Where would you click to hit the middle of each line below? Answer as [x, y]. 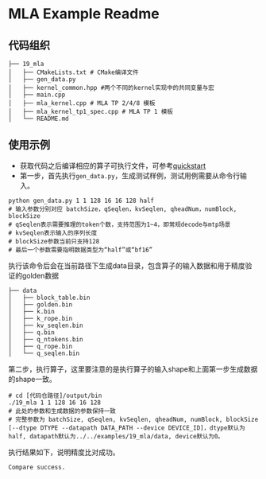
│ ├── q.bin [32, 332]
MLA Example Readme [84, 14]
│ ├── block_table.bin [49, 298]
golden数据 [40, 275]
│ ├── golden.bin [40, 304]
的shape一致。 [33, 379]
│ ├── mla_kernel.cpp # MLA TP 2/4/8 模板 [82, 103]
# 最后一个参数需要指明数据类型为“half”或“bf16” [81, 250]
